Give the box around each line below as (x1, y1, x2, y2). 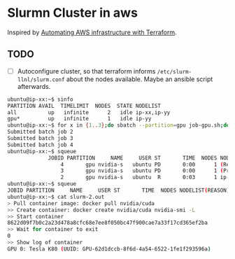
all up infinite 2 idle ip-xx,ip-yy (7, 108, 171, 116)
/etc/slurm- (157, 68, 192, 75)
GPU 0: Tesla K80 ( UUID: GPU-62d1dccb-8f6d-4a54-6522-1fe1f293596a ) (7, 245, 211, 253)
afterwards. (17, 82, 51, 90)
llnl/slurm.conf (17, 76, 65, 83)
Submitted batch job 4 (7, 141, 73, 148)
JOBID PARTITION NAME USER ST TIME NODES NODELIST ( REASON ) (7, 187, 230, 194)
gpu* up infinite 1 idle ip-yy (7, 115, 152, 122)
